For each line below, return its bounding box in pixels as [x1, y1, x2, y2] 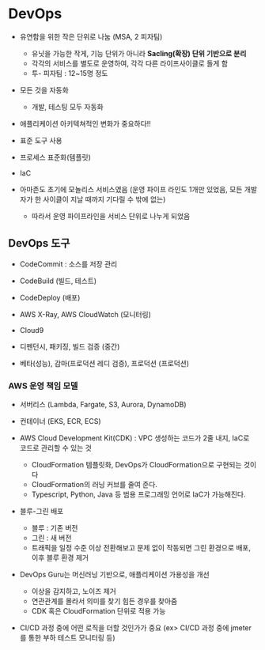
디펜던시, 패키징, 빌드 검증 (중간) [19, 342, 120, 351]
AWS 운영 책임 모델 [8, 380, 78, 391]
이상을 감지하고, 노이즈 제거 [31, 587, 116, 596]
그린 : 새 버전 [31, 533, 72, 542]
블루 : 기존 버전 [31, 523, 78, 533]
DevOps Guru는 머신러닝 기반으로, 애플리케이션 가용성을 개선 [19, 570, 210, 580]
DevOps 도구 [8, 236, 70, 250]
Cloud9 [19, 325, 44, 334]
